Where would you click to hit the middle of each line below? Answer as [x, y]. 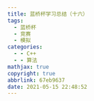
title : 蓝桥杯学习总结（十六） [48, 14]
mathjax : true [28, 67]
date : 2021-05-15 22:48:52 [47, 87]
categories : [25, 47]
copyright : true [31, 73]
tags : [15, 21]
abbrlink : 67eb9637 [36, 80]
